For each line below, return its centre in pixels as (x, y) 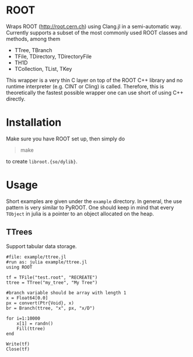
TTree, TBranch (33, 50)
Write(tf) (18, 344)
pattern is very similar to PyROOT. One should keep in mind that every (90, 207)
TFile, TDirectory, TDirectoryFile (53, 56)
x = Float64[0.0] (27, 298)
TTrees (19, 232)
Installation (34, 123)
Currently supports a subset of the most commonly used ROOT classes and (97, 32)
